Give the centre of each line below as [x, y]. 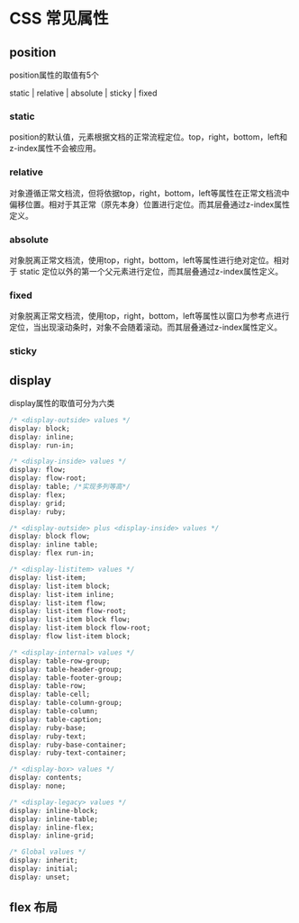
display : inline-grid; [52, 836]
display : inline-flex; [52, 828]
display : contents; [46, 778]
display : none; [38, 786]
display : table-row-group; [60, 661]
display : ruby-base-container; [68, 745]
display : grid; [38, 503]
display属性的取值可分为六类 [62, 403]
